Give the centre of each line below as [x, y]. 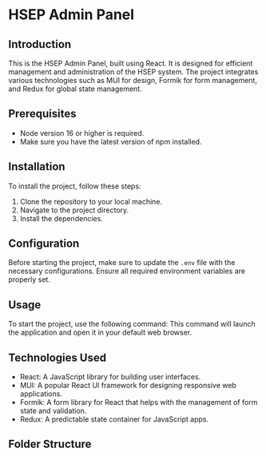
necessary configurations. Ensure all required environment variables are [127, 271]
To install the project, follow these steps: [75, 186]
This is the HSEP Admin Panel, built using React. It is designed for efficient [131, 63]
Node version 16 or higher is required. [82, 133]
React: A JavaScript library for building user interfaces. [110, 377]
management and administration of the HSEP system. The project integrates [133, 72]
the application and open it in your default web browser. [100, 332]
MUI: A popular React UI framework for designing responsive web [128, 386]
